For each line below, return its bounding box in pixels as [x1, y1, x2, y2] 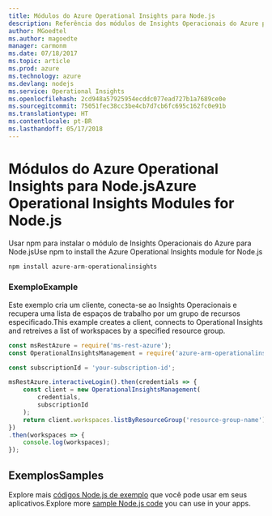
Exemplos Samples [8, 468, 104, 482]
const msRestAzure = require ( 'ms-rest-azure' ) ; [8, 341, 172, 349]
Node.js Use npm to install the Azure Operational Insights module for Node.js [8, 246, 263, 256]
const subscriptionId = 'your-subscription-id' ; [8, 364, 176, 372]
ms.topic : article [8, 58, 70, 66]
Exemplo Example [8, 281, 79, 292]
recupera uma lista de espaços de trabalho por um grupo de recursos [8, 309, 240, 318]
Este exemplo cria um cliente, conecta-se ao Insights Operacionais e [8, 300, 237, 309]
